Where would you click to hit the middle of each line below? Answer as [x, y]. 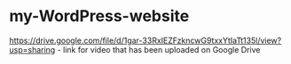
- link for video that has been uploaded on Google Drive [159, 49]
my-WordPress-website [99, 16]
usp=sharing [32, 49]
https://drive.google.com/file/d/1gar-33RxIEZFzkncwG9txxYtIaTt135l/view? [145, 40]
